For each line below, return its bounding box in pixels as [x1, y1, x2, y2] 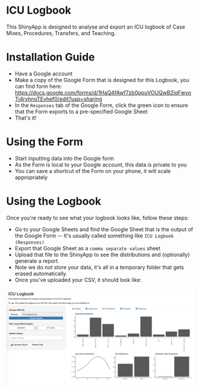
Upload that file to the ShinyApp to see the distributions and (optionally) [14, 251, 190, 258]
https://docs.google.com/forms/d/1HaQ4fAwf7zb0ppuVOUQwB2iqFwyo [14, 89, 192, 96]
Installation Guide [6, 51, 95, 64]
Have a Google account [14, 70, 73, 77]
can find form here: [14, 83, 62, 90]
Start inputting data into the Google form [14, 155, 114, 162]
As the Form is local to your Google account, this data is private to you [14, 161, 187, 168]
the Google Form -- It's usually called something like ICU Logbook [14, 232, 174, 239]
